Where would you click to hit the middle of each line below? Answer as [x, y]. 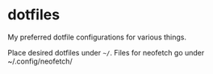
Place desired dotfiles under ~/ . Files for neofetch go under [106, 52]
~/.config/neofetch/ [40, 61]
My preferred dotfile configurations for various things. [97, 37]
